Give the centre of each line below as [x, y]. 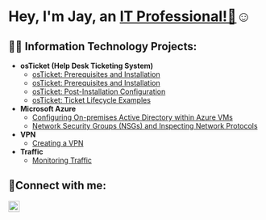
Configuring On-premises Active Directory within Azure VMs [133, 117]
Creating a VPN [58, 143]
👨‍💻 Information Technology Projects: [103, 47]
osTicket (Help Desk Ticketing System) [87, 66]
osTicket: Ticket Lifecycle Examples [91, 100]
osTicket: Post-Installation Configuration [99, 91]
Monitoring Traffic [62, 160]
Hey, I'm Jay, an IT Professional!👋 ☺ [130, 17]
